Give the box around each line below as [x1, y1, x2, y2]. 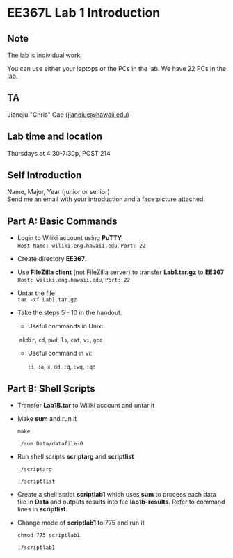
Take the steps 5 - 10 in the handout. [17, 308, 122, 317]
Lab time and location [7, 131, 103, 143]
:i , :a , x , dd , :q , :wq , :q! [27, 362, 96, 371]
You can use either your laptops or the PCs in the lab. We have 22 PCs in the [7, 65, 227, 72]
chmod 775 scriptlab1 [17, 532, 80, 539]
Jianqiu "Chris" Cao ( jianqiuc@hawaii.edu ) [7, 110, 130, 119]
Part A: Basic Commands [7, 215, 118, 227]
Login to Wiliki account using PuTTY [17, 234, 122, 242]
